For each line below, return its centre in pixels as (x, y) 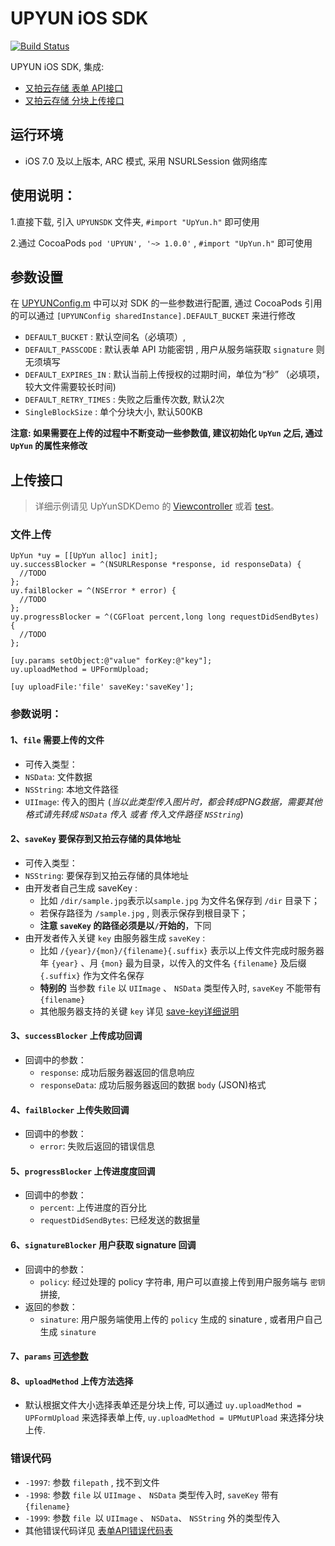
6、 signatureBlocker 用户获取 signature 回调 (103, 1245)
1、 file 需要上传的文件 (57, 740)
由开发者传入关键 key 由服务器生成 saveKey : (115, 938)
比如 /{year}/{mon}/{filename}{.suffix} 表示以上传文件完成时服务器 (182, 950)
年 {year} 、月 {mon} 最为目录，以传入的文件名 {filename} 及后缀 (173, 963)
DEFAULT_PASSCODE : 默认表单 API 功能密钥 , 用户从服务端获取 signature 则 (174, 349)
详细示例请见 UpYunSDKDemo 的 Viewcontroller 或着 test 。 (157, 506)
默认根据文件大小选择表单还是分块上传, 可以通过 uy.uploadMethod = (163, 1405)
